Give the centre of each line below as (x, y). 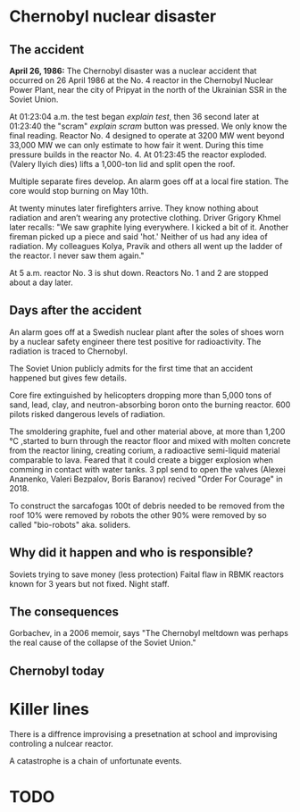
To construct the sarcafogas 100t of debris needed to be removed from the (147, 506)
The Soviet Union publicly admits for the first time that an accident (131, 368)
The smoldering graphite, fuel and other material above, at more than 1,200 (147, 431)
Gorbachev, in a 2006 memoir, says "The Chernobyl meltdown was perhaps (149, 633)
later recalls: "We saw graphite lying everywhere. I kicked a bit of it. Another (149, 227)
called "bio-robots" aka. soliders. (70, 524)
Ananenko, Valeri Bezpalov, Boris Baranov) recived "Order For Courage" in (146, 479)
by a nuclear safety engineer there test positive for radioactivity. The (135, 341)
